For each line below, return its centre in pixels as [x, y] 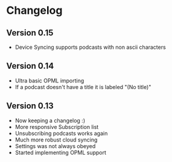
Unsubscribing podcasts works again [61, 133]
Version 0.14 [30, 66]
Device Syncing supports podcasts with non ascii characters [90, 47]
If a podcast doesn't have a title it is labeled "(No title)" [83, 87]
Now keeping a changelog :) [50, 120]
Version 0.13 [30, 106]
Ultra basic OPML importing [49, 80]
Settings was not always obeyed [55, 146]
